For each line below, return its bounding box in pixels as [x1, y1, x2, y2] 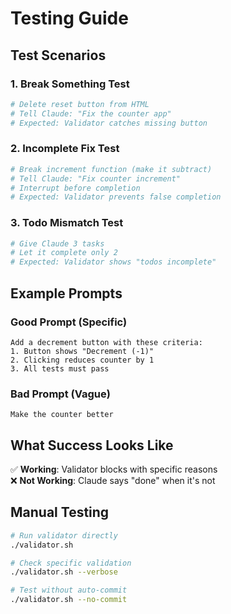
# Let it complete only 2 [10, 248, 118, 258]
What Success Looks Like [10, 437, 174, 454]
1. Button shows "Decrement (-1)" [10, 346, 155, 356]
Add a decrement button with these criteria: [10, 337, 203, 347]
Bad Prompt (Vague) [10, 387, 111, 401]
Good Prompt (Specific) [10, 315, 128, 329]
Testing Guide [10, 7, 129, 30]
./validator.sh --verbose [10, 567, 118, 577]
